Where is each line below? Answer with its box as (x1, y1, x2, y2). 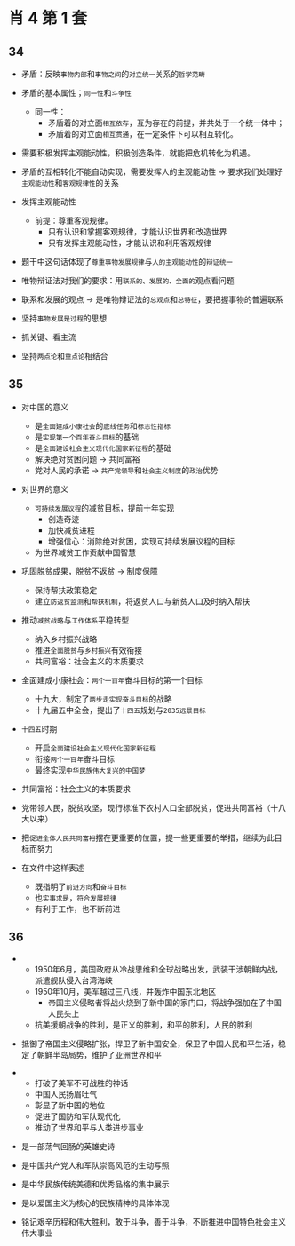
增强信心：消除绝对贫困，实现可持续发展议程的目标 (47, 536, 235, 546)
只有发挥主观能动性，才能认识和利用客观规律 (47, 237, 212, 248)
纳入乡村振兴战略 (34, 633, 98, 644)
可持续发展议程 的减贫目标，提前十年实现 (34, 503, 175, 513)
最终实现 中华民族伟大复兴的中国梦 (34, 765, 146, 775)
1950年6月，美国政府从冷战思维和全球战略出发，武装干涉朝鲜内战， (34, 964, 283, 974)
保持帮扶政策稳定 (34, 584, 98, 595)
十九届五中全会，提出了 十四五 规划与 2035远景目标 (34, 704, 206, 715)
